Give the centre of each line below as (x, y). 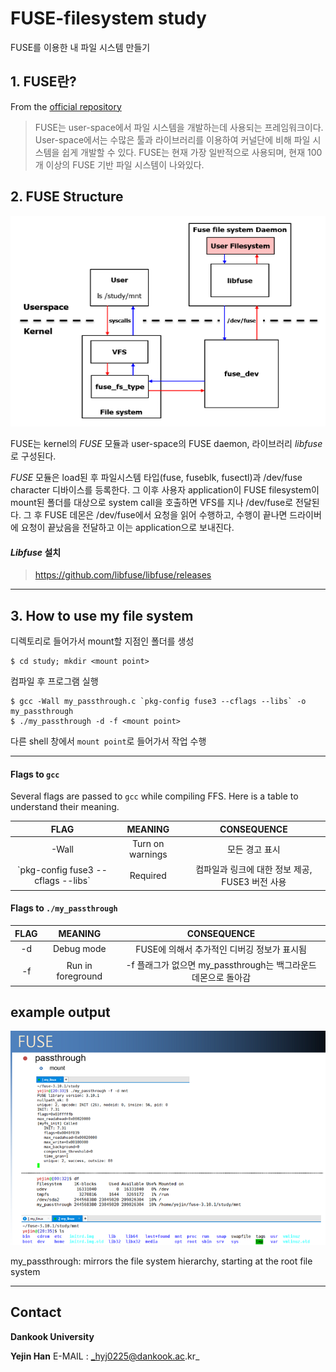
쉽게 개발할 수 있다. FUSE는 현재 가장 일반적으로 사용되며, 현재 (183, 152)
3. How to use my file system (102, 615)
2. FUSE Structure (67, 197)
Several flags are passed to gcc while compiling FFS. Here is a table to (154, 796)
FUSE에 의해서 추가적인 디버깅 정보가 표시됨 (221, 949)
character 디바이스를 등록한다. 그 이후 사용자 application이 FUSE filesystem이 (165, 490)
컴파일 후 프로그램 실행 (54, 681)
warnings (148, 854)
